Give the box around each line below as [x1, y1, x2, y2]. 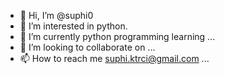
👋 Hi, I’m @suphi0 [19, 10, 94, 21]
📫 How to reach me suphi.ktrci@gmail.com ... [19, 53, 210, 64]
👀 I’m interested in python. [19, 20, 128, 32]
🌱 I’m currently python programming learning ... [19, 31, 216, 42]
